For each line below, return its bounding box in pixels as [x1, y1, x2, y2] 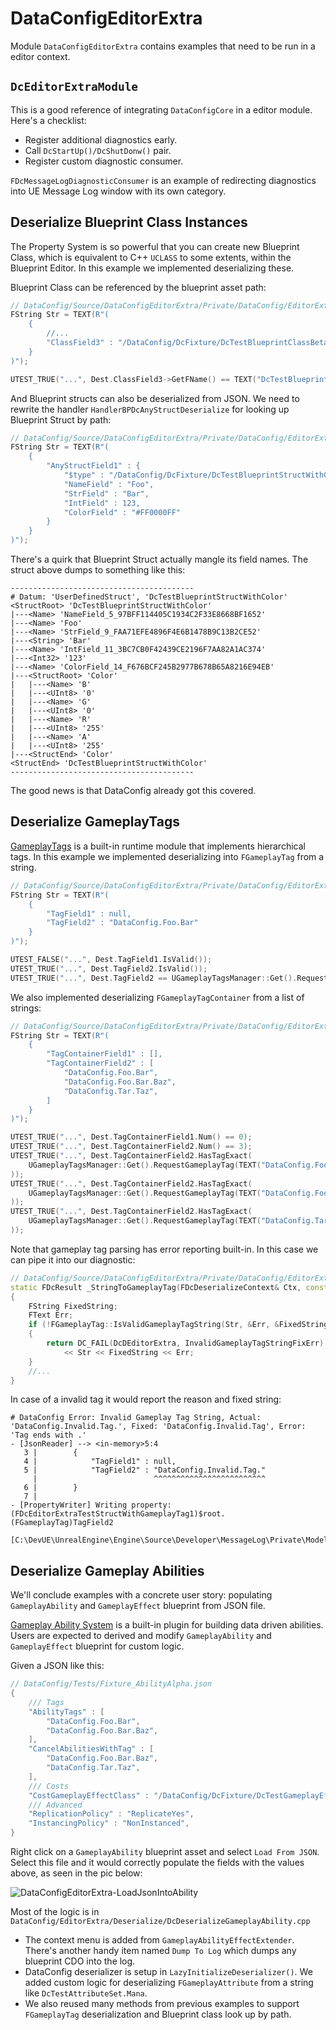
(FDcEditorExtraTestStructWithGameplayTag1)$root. [10, 1509, 226, 1519]
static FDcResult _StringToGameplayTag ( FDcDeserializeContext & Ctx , [10, 1282, 302, 1292]
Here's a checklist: [10, 114, 87, 126]
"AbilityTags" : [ [28, 1707, 105, 1717]
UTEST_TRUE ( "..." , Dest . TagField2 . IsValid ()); [10, 963, 208, 974]
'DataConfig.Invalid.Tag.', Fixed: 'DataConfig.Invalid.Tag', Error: [10, 1422, 307, 1432]
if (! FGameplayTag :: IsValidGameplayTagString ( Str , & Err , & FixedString [28, 1320, 329, 1330]
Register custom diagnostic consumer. [24, 155, 184, 167]
